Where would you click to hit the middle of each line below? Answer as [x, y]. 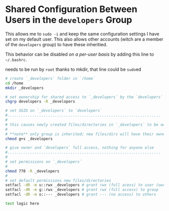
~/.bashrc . [16, 59]
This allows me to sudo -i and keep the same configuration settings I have [82, 34]
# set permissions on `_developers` [44, 162]
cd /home [14, 83]
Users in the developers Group [69, 20]
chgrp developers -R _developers [40, 101]
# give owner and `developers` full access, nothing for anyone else [80, 148]
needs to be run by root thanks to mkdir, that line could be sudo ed [73, 69]
